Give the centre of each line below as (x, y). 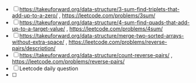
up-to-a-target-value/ (38, 29)
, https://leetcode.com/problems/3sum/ (107, 15)
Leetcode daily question (49, 68)
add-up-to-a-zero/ (35, 15)
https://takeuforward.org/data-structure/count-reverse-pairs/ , (96, 55)
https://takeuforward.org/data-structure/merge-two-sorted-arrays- (102, 36)
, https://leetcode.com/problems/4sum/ (115, 29)
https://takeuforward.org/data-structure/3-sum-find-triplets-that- (99, 9)
